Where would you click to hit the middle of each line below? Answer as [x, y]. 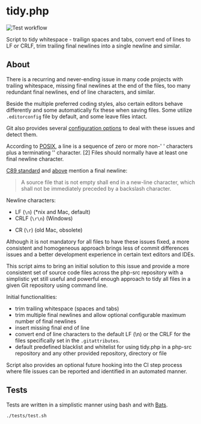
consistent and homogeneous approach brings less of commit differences [97, 248]
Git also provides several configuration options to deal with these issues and [100, 128]
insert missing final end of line [52, 327]
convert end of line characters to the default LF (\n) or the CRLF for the [103, 334]
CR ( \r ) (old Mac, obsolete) [49, 230]
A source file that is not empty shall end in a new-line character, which [108, 182]
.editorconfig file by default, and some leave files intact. [77, 116]
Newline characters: [31, 200]
